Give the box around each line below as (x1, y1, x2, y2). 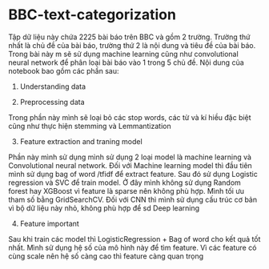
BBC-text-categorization (8, 6, 176, 24)
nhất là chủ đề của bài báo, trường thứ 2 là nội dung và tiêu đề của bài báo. (8, 40, 256, 50)
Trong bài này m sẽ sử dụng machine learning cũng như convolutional (8, 49, 239, 58)
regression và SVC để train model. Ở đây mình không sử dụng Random (8, 178, 242, 187)
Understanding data (19, 82, 86, 91)
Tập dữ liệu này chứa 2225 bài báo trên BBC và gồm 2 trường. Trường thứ (8, 32, 251, 42)
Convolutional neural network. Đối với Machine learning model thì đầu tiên (8, 160, 252, 170)
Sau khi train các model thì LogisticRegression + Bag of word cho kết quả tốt (8, 234, 261, 243)
